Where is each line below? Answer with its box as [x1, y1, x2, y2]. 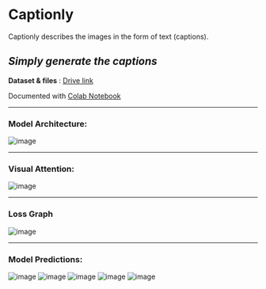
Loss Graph [8, 208, 54, 219]
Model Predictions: [8, 253, 83, 264]
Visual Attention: [8, 163, 75, 174]
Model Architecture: [8, 118, 88, 129]
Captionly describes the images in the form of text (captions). [8, 32, 209, 41]
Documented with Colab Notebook [8, 91, 121, 101]
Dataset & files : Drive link [8, 75, 93, 85]
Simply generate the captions [8, 55, 158, 68]
